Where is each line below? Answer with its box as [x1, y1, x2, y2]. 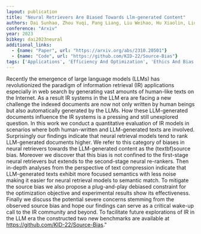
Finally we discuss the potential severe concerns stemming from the [6, 195, 175, 203]
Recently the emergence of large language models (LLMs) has [6, 75, 160, 82]
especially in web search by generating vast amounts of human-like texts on [6, 88, 194, 95]
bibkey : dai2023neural [6, 36, 63, 42]
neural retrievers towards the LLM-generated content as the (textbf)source [6, 144, 191, 152]
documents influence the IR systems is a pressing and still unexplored [6, 113, 178, 120]
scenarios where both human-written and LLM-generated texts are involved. [6, 126, 195, 133]
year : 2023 [6, 31, 33, 37]
